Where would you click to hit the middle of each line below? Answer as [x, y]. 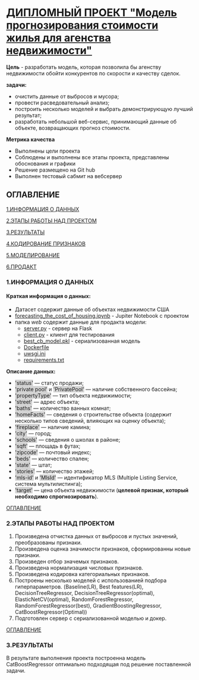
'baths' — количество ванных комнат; [63, 408]
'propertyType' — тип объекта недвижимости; [73, 396]
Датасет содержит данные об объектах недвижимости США [92, 309]
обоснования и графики [45, 163]
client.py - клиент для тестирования [69, 334]
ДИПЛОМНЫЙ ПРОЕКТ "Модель [91, 13]
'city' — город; [33, 433]
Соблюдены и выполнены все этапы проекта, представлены [92, 157]
